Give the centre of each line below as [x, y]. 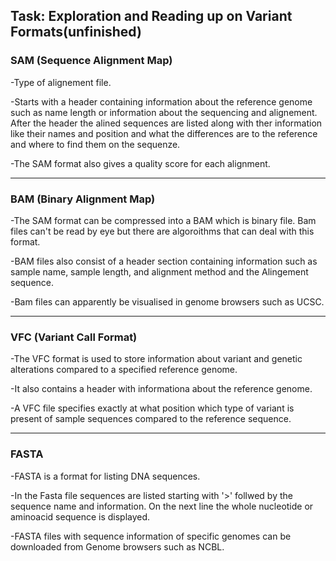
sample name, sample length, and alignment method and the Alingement [159, 271]
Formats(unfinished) [76, 32]
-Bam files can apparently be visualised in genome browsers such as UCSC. [167, 301]
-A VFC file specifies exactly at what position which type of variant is [152, 408]
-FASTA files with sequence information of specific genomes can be [151, 536]
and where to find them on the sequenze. [95, 144]
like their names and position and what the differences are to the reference [164, 133]
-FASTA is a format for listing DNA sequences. [105, 476]
